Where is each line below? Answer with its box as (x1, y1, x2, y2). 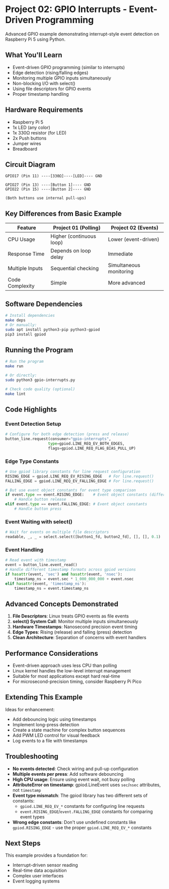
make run (5, 364, 24, 369)
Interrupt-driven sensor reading (12, 862, 78, 868)
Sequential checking (50, 265, 99, 272)
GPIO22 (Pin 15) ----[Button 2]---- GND (5, 187, 92, 192)
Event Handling (5, 546, 44, 553)
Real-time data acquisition (12, 867, 67, 873)
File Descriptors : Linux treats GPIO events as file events (12, 613, 129, 619)
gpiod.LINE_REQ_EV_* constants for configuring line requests (20, 803, 145, 809)
